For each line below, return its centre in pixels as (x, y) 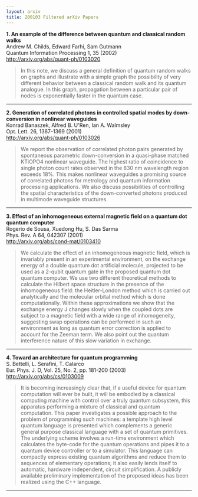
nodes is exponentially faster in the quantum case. (82, 96)
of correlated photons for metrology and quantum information (95, 180)
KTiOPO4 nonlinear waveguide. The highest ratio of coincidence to (102, 161)
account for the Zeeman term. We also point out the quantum (95, 334)
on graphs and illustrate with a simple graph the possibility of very (101, 77)
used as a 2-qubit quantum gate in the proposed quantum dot (95, 272)
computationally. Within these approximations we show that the (98, 303)
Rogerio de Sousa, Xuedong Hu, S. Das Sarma (62, 228)
